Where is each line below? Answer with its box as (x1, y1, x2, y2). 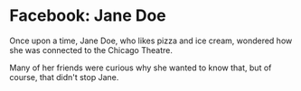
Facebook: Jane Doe (9, 5, 167, 26)
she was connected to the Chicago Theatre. (9, 44, 174, 55)
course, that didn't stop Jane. (9, 71, 119, 82)
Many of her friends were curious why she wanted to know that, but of (9, 62, 272, 73)
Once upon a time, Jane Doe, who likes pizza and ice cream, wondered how (9, 35, 293, 46)
